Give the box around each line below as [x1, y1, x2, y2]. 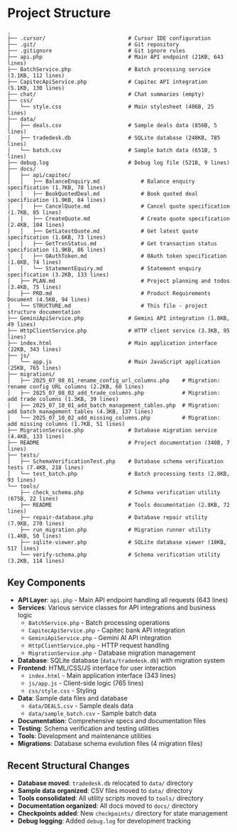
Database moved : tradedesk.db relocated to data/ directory [17, 779, 194, 787]
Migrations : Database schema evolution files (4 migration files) [17, 739, 203, 747]
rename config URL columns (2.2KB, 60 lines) [7, 383, 144, 390]
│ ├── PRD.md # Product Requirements [7, 289, 211, 297]
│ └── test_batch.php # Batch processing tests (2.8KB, [7, 470, 231, 477]
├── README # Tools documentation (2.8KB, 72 [20, 501, 231, 508]
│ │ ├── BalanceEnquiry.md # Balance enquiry [7, 178, 195, 185]
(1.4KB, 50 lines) [7, 532, 62, 540]
